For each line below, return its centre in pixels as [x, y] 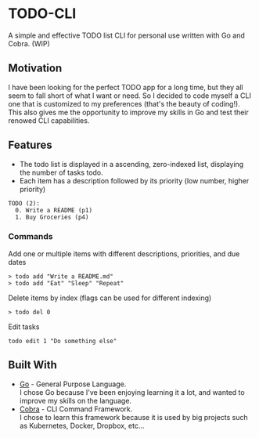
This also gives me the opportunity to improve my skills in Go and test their [128, 112]
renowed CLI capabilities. [49, 120]
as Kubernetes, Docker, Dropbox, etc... [82, 425]
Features [30, 145]
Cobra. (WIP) [29, 43]
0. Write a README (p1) [54, 210]
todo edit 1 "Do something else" [63, 341]
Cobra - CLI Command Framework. [76, 409]
